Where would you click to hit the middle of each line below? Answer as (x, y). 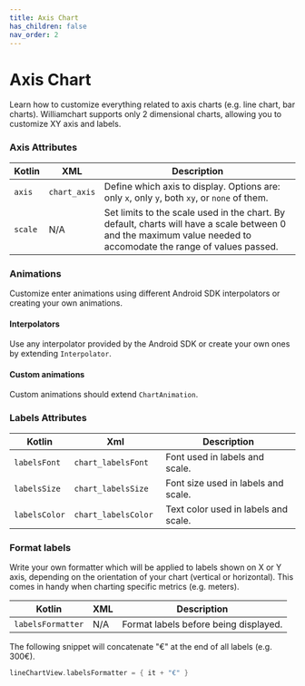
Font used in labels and (215, 456)
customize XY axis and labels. (65, 124)
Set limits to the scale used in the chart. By (195, 212)
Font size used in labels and (225, 483)
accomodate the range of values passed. (191, 246)
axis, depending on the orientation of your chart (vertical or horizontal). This (152, 576)
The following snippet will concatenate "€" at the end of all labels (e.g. (141, 646)
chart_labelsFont (111, 462)
